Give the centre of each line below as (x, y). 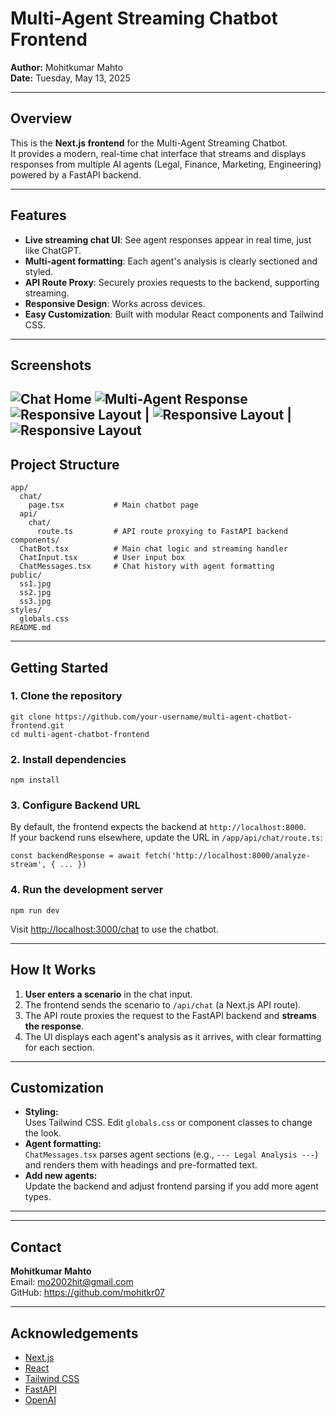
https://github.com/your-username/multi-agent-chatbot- (173, 717)
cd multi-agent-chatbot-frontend (80, 734)
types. (38, 1197)
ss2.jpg (35, 593)
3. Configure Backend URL (76, 805)
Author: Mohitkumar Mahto (67, 67)
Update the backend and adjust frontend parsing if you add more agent (171, 1186)
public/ (26, 575)
